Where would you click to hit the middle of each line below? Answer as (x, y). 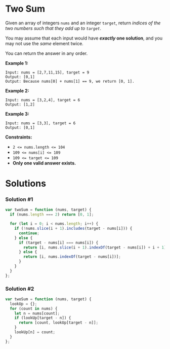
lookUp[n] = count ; (35, 332)
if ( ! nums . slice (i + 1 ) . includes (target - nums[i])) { (73, 229)
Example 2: (17, 91)
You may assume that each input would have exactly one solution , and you (84, 38)
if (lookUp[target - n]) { (43, 318)
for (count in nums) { (34, 308)
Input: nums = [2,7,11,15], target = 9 (47, 72)
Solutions (26, 184)
